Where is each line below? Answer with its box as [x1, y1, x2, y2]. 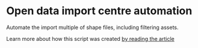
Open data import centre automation [6, 4, 193, 18]
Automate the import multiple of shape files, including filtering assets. [6, 24, 179, 31]
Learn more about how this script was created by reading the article [6, 35, 175, 42]
